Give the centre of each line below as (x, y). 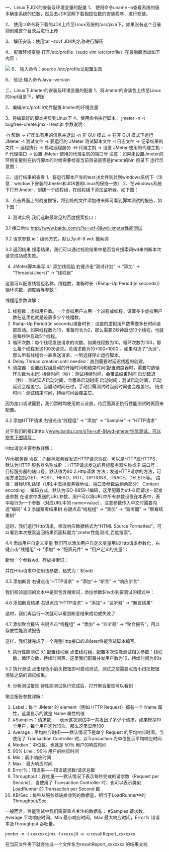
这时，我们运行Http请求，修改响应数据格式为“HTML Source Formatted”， (81, 526)
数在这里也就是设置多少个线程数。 (48, 317)
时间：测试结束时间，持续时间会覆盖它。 (54, 393)
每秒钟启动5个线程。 (38, 336)
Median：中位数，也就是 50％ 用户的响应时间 (59, 745)
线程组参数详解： (23, 300)
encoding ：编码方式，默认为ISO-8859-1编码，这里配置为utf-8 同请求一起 (82, 490)
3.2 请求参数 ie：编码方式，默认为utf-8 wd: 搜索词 (57, 239)
